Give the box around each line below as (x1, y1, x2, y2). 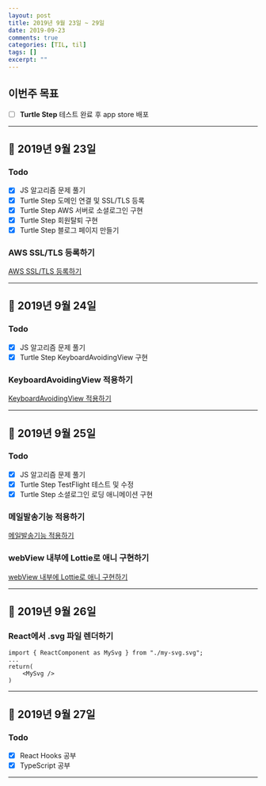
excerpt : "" (8, 56, 47, 64)
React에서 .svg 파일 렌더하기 (8, 630, 114, 641)
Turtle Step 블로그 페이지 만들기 (19, 225, 120, 234)
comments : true (8, 33, 59, 42)
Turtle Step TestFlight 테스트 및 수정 (19, 480, 135, 489)
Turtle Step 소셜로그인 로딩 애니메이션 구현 (19, 489, 153, 499)
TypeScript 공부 (19, 761, 71, 770)
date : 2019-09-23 (8, 26, 66, 34)
